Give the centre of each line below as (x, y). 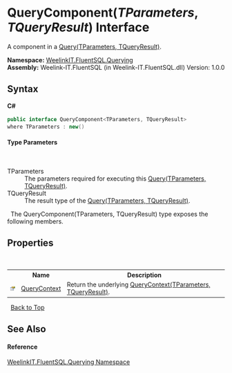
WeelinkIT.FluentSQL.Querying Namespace (69, 362)
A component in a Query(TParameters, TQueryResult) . (85, 46)
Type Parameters (32, 143)
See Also (27, 329)
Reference (22, 347)
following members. (35, 221)
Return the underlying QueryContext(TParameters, (138, 284)
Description (145, 275)
